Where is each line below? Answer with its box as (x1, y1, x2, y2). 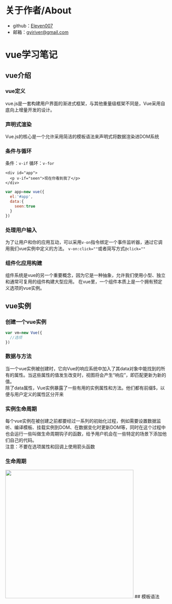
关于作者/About (5, 5, 72, 16)
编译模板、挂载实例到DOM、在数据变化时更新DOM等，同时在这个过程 (14, 424, 161, 430)
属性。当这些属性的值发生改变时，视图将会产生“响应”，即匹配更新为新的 (14, 372, 166, 378)
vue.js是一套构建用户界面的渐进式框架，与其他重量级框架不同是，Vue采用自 (5, 100, 165, 106)
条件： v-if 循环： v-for (5, 160, 55, 166)
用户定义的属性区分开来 (14, 391, 64, 397)
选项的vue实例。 (9, 285, 45, 291)
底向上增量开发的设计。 (5, 106, 55, 113)
